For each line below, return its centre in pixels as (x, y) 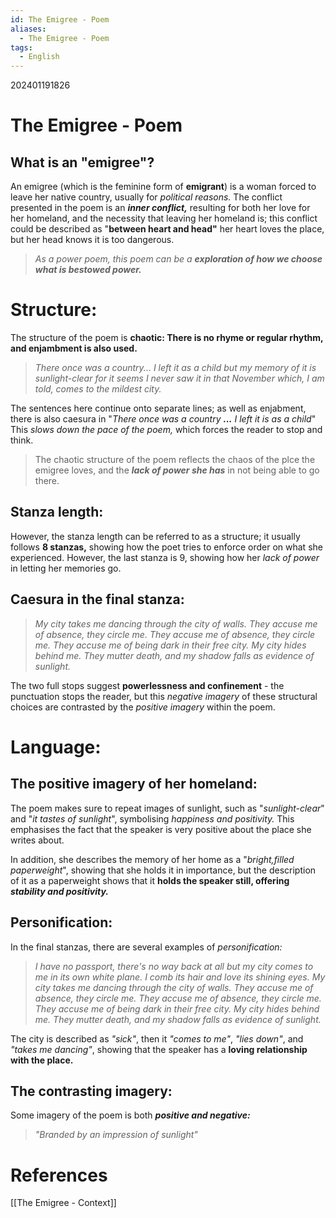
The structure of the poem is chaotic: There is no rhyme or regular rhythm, (167, 338)
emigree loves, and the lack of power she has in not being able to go (177, 470)
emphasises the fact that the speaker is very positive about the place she (161, 829)
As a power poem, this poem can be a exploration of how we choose (178, 259)
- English (39, 57)
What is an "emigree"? (82, 162)
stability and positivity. (59, 891)
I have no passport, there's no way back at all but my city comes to (174, 966)
